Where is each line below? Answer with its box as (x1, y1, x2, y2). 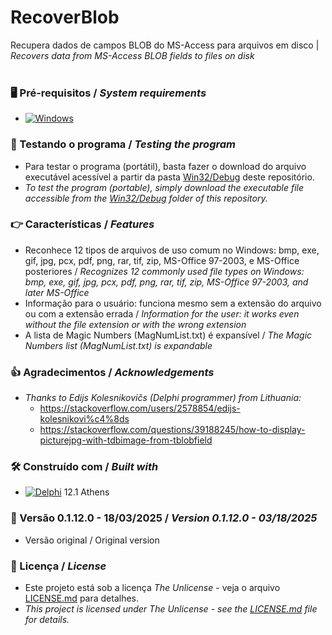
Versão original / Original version (24, 534, 160, 546)
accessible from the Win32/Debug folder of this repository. (24, 192, 268, 204)
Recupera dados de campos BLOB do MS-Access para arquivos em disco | (10, 39, 320, 51)
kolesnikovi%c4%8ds (39, 413, 130, 425)
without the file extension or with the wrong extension (24, 318, 247, 330)
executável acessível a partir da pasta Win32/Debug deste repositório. (24, 171, 315, 183)
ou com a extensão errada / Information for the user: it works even (24, 307, 300, 320)
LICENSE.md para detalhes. (24, 592, 140, 605)
